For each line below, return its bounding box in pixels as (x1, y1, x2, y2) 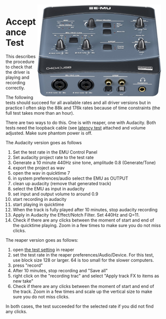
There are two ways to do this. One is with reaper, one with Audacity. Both (5, 120, 156, 126)
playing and (5, 74, 30, 80)
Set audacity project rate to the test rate (12, 154, 94, 160)
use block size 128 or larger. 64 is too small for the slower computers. (12, 257, 154, 263)
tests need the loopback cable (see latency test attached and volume (5, 125, 146, 130)
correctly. (5, 85, 25, 91)
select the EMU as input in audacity (12, 186, 85, 191)
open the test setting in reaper (12, 247, 74, 253)
